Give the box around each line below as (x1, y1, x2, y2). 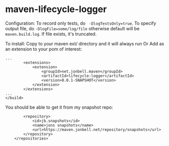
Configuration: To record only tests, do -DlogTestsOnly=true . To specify (5, 20, 156, 26)
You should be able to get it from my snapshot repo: (5, 104, 114, 110)
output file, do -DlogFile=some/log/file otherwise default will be (5, 25, 140, 31)
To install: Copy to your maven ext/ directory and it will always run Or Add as (5, 40, 164, 46)
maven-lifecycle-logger (5, 4, 107, 15)
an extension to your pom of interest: (5, 46, 82, 52)
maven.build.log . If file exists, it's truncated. (5, 31, 97, 37)
